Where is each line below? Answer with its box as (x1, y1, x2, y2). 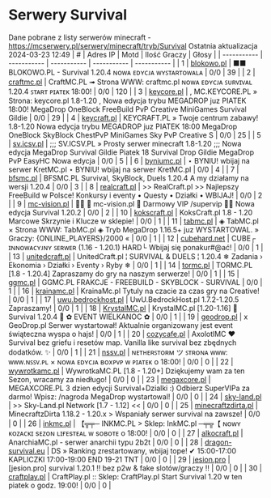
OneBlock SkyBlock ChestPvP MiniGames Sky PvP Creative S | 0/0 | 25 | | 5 (8, 130, 261, 139)
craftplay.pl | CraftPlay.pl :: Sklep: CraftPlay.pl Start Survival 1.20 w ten (8, 471, 243, 481)
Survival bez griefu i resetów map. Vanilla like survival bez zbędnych (8, 338, 237, 347)
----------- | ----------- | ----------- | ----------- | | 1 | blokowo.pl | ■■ (8, 58, 247, 68)
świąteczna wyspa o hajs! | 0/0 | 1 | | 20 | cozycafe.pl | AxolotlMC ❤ (8, 329, 236, 338)
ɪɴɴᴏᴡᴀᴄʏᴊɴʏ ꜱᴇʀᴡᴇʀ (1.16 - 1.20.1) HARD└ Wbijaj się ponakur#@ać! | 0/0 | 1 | (8, 242, 264, 252)
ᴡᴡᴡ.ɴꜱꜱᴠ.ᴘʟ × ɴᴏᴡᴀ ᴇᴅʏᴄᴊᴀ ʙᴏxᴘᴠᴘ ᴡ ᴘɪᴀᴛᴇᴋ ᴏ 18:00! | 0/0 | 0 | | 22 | (8, 356, 234, 366)
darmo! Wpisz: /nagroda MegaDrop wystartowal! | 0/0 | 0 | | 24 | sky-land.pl (8, 391, 262, 402)
